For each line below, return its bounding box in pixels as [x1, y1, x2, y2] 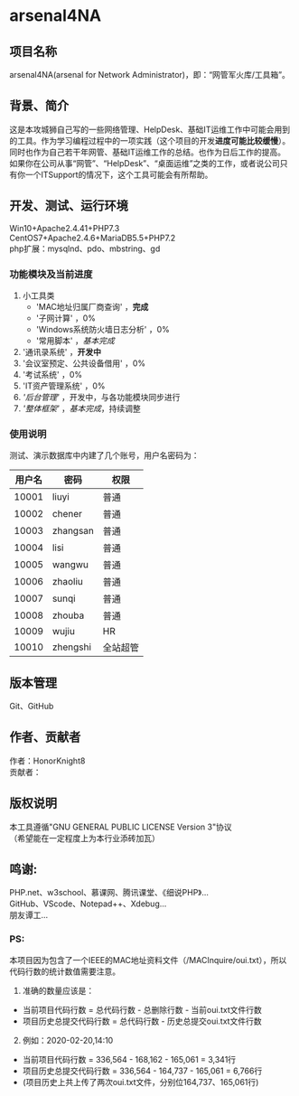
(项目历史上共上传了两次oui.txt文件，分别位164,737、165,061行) [22, 1076, 259, 1087]
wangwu [51, 558, 89, 571]
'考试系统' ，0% [22, 369, 83, 379]
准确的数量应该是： [22, 985, 95, 996]
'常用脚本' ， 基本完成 [35, 335, 115, 346]
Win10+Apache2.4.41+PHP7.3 [9, 222, 120, 233]
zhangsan [51, 525, 95, 538]
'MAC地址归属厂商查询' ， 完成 [35, 301, 149, 312]
